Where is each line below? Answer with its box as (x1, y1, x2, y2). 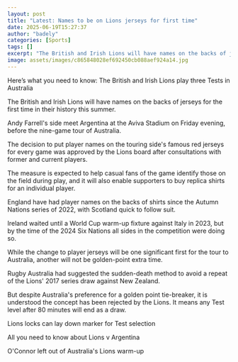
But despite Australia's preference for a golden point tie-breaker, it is (7, 290, 208, 299)
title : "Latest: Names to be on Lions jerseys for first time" (7, 17, 198, 24)
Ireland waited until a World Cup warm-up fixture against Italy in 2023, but (7, 219, 224, 227)
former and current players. (7, 155, 88, 163)
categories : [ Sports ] (7, 37, 72, 44)
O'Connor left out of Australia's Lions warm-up (7, 346, 144, 355)
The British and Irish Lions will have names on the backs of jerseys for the (7, 97, 223, 106)
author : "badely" (7, 30, 59, 38)
